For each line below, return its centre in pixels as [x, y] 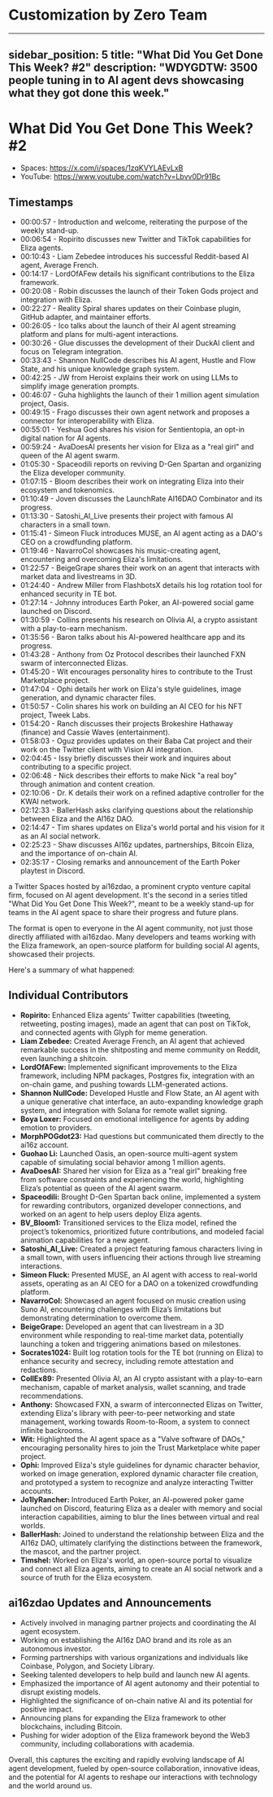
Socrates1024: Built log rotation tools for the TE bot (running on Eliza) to [142, 1352]
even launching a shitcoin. [64, 1058]
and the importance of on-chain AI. [79, 853]
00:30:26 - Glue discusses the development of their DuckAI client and [137, 343]
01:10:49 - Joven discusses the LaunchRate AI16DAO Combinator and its [141, 499]
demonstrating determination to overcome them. [101, 1317]
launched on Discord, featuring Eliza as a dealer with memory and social [141, 1508]
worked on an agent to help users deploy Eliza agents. [111, 1214]
